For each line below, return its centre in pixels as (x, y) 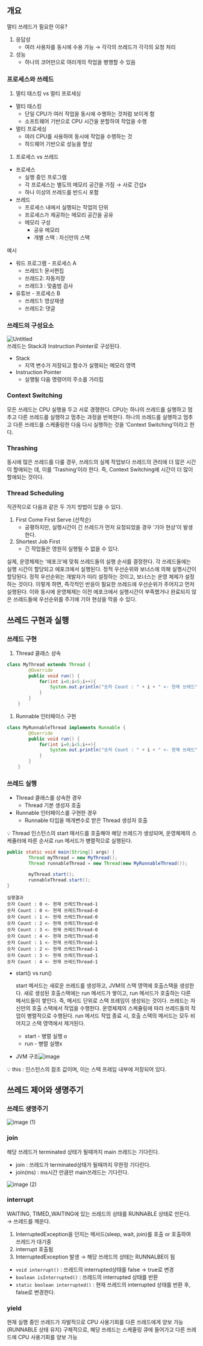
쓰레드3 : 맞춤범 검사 (49, 286)
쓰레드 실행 (22, 783)
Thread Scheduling (36, 493)
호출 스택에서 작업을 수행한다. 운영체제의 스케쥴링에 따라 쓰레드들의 (111, 1008)
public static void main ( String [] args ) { (61, 852)
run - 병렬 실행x (43, 1044)
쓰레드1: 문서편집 (44, 271)
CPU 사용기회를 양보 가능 (48, 1337)
